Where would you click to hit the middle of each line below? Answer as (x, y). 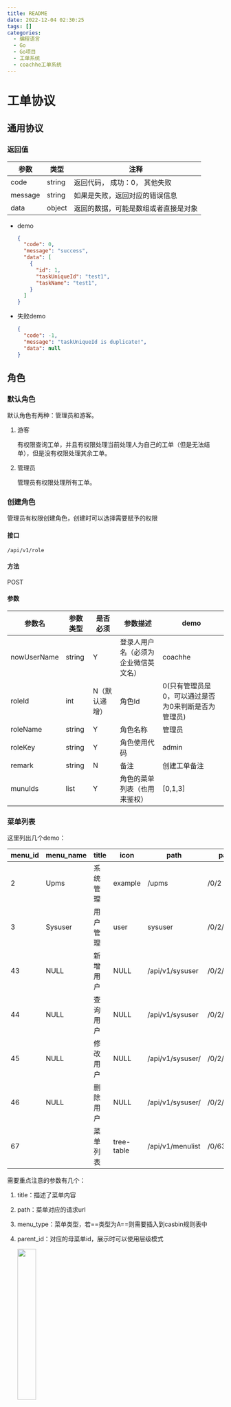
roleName (26, 730)
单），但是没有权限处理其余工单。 (64, 453)
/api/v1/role (26, 550)
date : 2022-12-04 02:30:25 (46, 20)
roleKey (23, 748)
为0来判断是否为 (189, 707)
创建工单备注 (183, 766)
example (127, 883)
